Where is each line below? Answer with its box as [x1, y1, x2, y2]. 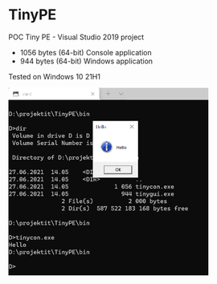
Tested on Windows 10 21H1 [8, 71, 100, 81]
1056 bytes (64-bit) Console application [19, 47, 152, 57]
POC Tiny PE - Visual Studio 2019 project [8, 32, 145, 42]
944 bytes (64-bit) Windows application [19, 56, 154, 66]
